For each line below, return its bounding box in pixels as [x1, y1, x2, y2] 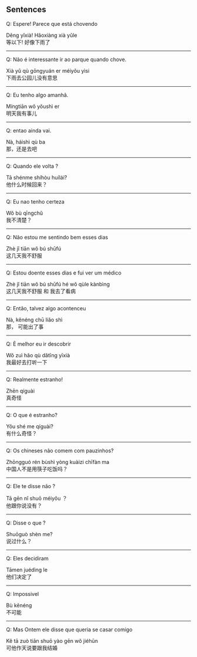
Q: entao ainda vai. [6, 127, 52, 134]
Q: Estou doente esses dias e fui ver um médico [6, 269, 122, 276]
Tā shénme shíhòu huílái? [6, 174, 67, 181]
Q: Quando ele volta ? [6, 162, 59, 170]
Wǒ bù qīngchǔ [6, 209, 43, 216]
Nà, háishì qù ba [6, 138, 46, 145]
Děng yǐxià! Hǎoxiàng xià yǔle [6, 32, 77, 39]
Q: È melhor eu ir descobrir [6, 340, 72, 347]
